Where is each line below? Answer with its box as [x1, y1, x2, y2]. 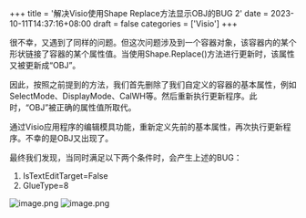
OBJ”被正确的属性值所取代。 [28, 102, 137, 112]
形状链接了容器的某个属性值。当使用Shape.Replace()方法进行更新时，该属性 [9, 48, 296, 59]
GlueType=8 [22, 181, 69, 191]
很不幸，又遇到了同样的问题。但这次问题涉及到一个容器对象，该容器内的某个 [9, 37, 297, 47]
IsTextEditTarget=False [22, 171, 108, 181]
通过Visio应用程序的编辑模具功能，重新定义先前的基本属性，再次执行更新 [9, 121, 284, 132]
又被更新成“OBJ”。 [9, 60, 81, 70]
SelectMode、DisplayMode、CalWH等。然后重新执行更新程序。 [9, 90, 250, 101]
